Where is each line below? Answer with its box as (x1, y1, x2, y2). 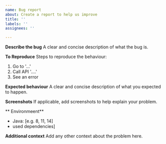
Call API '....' (12, 68, 38, 75)
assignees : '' (5, 26, 35, 31)
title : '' (5, 16, 26, 21)
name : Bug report (5, 7, 42, 12)
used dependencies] (12, 123, 55, 129)
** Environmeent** (5, 108, 44, 114)
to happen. (5, 89, 28, 95)
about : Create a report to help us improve (5, 12, 98, 17)
